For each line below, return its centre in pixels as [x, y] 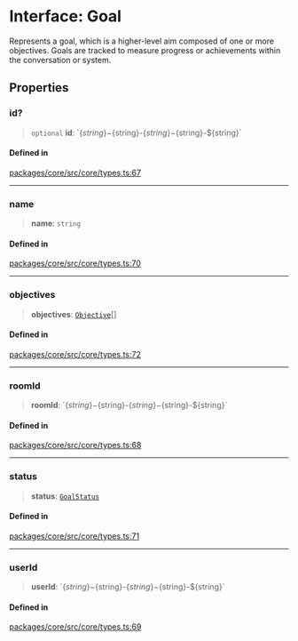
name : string [56, 223]
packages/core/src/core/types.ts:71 [74, 536]
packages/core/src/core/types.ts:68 [75, 445]
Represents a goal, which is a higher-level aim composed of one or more [142, 41]
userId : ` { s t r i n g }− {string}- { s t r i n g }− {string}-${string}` [128, 587]
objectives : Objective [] [74, 314]
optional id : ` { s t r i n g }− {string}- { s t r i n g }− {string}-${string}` [136, 132]
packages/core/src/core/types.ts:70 [75, 263]
